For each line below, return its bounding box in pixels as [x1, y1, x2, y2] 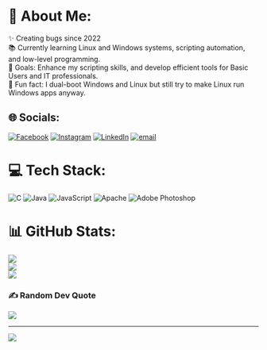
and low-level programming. [8, 54, 101, 63]
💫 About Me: [8, 7, 92, 25]
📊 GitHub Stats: [8, 222, 117, 240]
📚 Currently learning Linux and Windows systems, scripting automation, [8, 43, 246, 52]
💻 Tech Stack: [8, 161, 106, 179]
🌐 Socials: [8, 111, 60, 125]
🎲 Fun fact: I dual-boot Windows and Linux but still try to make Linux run [8, 79, 245, 89]
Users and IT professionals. [8, 71, 99, 80]
